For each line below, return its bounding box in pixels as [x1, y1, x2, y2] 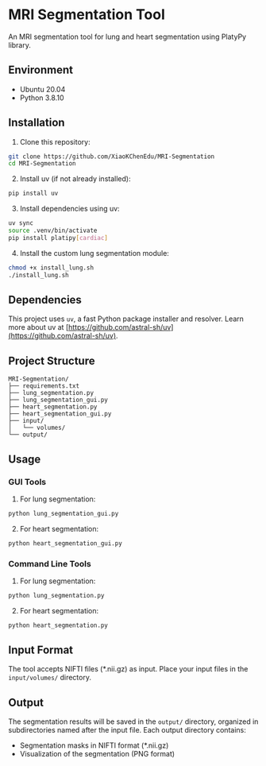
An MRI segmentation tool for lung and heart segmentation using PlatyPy [8, 32, 247, 41]
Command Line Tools [8, 558, 91, 569]
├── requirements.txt [8, 382, 80, 390]
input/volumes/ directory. [8, 673, 91, 683]
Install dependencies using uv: [19, 204, 121, 214]
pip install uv [8, 189, 59, 198]
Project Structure [8, 354, 95, 367]
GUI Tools [8, 476, 47, 487]
